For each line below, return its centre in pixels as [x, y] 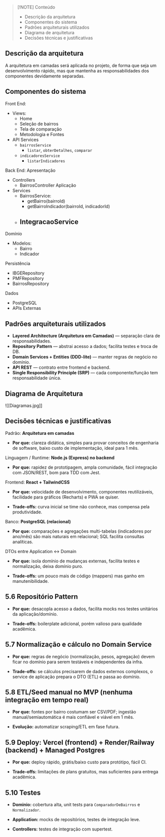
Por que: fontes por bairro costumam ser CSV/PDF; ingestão [74, 712]
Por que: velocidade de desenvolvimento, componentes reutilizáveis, [83, 491]
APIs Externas [27, 308]
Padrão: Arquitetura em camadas [40, 433]
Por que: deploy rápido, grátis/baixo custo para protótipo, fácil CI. [80, 762]
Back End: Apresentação [30, 170]
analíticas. [23, 542]
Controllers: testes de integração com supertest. [62, 829]
